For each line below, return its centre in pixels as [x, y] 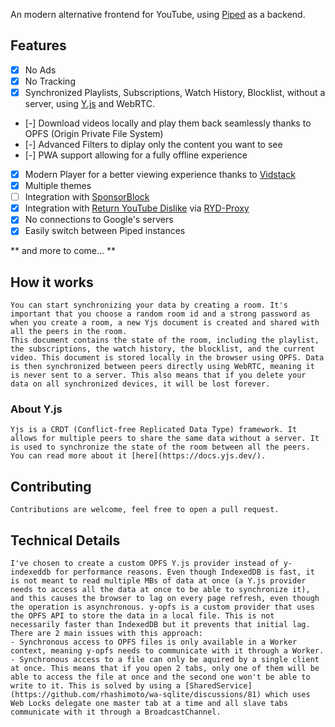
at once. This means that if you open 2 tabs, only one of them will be [165, 669]
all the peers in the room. [69, 332]
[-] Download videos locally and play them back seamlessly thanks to [168, 123]
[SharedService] [218, 686]
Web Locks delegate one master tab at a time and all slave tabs [149, 704]
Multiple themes [58, 186]
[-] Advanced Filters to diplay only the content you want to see [153, 144]
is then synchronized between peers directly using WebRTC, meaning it [162, 367]
